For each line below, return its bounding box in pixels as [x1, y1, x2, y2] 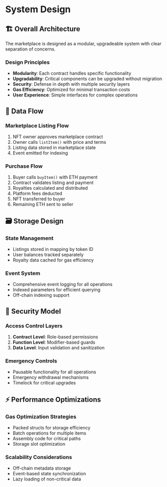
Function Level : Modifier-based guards [12, 339, 96, 345]
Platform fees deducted [12, 190, 63, 197]
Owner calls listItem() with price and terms [12, 139, 106, 145]
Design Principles [5, 59, 50, 66]
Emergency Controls [5, 357, 58, 364]
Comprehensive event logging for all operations [12, 281, 113, 288]
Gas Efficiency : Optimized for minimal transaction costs [12, 87, 130, 93]
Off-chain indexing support [12, 292, 70, 298]
